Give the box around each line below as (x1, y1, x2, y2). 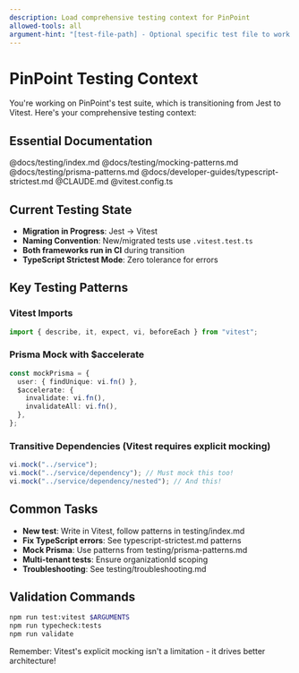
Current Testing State (9, 202, 132, 217)
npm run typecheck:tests (9, 621, 102, 631)
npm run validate (9, 630, 74, 639)
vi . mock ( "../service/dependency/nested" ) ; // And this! (9, 476, 222, 486)
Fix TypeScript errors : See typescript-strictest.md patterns (21, 534, 242, 546)
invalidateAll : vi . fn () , (25, 402, 118, 412)
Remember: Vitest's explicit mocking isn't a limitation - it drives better (9, 646, 266, 657)
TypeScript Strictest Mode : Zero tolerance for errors (21, 254, 218, 265)
